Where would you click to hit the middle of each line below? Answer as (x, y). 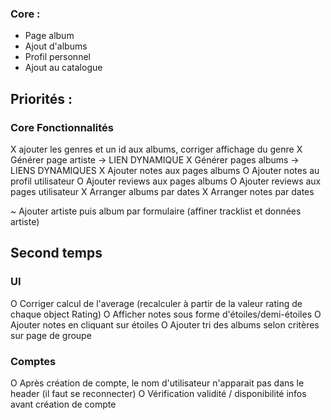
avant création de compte (63, 404)
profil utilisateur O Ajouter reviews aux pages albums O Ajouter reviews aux (166, 181)
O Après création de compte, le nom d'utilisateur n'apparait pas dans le (157, 383)
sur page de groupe (51, 335)
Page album (49, 36)
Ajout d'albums (56, 46)
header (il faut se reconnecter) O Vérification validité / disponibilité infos (158, 393)
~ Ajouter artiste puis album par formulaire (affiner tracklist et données (156, 211)
